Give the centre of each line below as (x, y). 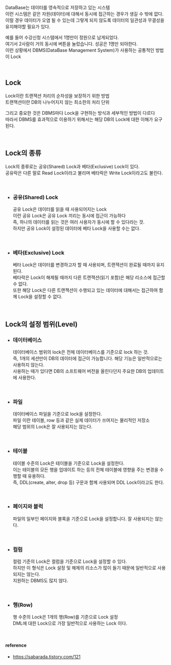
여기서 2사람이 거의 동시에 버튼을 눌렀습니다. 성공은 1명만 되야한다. (71, 44)
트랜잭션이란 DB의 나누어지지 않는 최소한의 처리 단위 (57, 102)
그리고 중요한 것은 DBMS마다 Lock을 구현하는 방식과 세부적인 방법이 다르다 (80, 113)
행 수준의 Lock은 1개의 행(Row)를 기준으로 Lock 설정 (65, 617)
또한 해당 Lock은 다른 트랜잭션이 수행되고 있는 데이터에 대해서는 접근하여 (85, 290)
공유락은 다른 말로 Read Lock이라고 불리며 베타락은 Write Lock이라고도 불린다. (84, 173)
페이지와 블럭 (28, 506)
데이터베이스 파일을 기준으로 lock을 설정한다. (57, 414)
